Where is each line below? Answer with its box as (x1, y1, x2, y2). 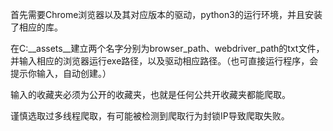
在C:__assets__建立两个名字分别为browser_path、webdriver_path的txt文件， (10, 43, 325, 54)
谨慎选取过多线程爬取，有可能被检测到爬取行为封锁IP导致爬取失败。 (10, 110, 290, 122)
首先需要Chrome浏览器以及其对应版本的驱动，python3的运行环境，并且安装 (10, 9, 323, 20)
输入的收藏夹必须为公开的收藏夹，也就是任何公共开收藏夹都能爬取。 (10, 89, 291, 100)
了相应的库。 (10, 21, 63, 33)
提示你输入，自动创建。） (10, 68, 112, 79)
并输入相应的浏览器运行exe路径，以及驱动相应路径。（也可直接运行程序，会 (10, 55, 319, 67)
